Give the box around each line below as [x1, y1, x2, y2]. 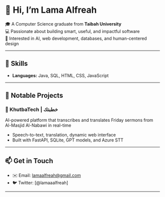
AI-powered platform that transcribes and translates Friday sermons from [5, 117, 154, 123]
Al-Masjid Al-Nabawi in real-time [5, 122, 71, 128]
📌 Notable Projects [5, 91, 63, 100]
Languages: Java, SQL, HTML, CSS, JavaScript [12, 72, 109, 78]
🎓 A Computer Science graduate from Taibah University [5, 21, 122, 27]
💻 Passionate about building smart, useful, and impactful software [5, 28, 140, 34]
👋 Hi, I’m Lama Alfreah [5, 4, 97, 16]
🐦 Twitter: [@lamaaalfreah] [12, 180, 69, 186]
